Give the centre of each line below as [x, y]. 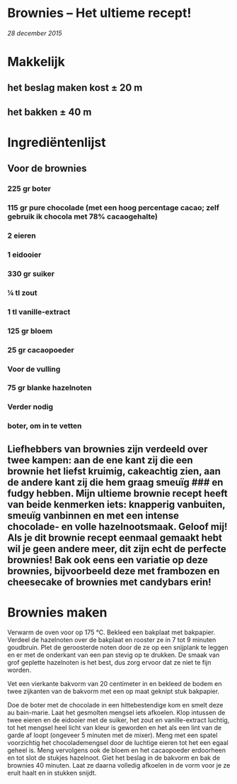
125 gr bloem [30, 331]
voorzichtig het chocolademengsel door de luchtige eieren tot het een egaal [118, 742]
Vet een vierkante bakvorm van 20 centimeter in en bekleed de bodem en [115, 683]
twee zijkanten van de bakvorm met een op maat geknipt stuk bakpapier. [114, 691]
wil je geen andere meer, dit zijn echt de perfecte [117, 549]
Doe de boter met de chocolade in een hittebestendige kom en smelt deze [115, 705]
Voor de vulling [34, 369]
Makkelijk [36, 61]
